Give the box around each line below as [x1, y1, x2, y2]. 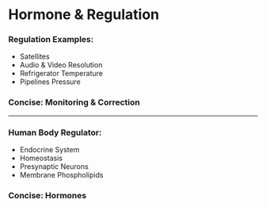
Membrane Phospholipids [19, 171, 104, 180]
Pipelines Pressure [19, 77, 81, 86]
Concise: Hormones [8, 190, 87, 201]
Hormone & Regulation [8, 6, 160, 24]
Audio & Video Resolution [19, 60, 103, 70]
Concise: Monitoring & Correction [8, 97, 140, 108]
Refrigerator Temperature [19, 69, 103, 79]
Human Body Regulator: [8, 127, 102, 138]
